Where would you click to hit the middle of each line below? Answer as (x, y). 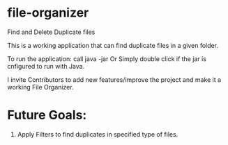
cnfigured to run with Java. (46, 66)
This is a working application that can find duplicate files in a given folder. (113, 45)
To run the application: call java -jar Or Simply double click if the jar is (107, 59)
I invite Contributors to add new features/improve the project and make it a (114, 79)
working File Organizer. (41, 87)
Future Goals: (47, 115)
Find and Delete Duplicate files (51, 32)
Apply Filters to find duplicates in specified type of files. (98, 134)
